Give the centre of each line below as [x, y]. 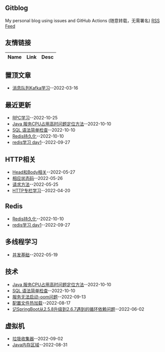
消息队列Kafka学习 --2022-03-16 [45, 88]
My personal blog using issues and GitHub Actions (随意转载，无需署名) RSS [82, 20]
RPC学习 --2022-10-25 [35, 118]
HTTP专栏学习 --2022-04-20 [41, 191]
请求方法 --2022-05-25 [35, 184]
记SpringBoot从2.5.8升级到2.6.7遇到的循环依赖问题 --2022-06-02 [78, 309]
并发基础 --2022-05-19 [35, 255]
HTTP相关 [20, 159]
